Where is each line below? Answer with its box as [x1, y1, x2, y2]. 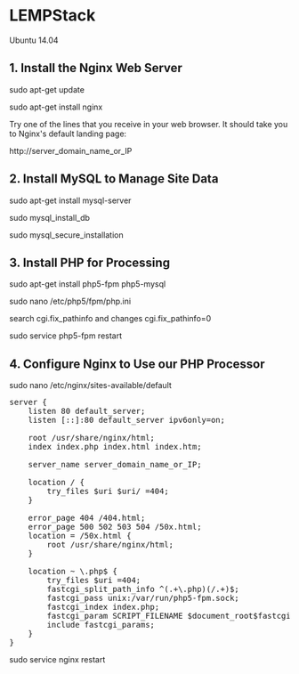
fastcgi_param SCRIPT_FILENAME [46, 611, 183, 621]
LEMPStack [9, 5, 96, 26]
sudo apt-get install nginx [9, 102, 103, 112]
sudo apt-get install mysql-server [9, 195, 132, 206]
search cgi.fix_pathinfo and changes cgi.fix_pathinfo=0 [9, 313, 212, 324]
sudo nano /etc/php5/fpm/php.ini [9, 296, 132, 307]
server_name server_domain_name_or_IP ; [28, 459, 202, 470]
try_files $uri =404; [46, 575, 141, 586]
